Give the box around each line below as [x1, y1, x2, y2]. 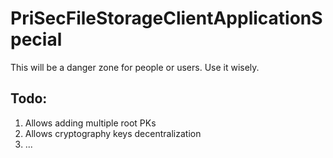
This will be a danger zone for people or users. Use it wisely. [10, 61, 260, 73]
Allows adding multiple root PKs [24, 117, 157, 129]
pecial [10, 28, 63, 51]
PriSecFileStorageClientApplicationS [10, 7, 323, 30]
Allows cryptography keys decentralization [24, 127, 202, 139]
